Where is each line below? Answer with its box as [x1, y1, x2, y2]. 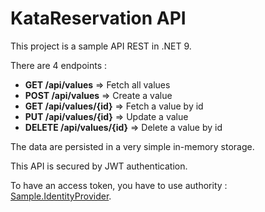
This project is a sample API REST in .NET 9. [10, 40, 192, 52]
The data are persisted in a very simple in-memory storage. [10, 140, 255, 152]
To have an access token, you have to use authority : [10, 179, 228, 191]
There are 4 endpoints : [10, 59, 108, 71]
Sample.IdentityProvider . [10, 190, 112, 202]
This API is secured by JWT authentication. [10, 160, 188, 172]
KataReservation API [10, 7, 187, 30]
